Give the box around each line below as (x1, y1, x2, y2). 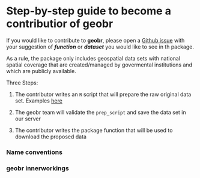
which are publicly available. (6, 67, 76, 74)
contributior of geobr (6, 17, 114, 31)
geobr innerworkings (6, 164, 69, 172)
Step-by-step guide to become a (6, 4, 171, 18)
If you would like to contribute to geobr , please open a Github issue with (6, 37, 185, 44)
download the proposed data (14, 133, 87, 140)
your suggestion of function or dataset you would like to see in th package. (6, 43, 194, 50)
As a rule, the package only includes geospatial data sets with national (6, 55, 181, 62)
